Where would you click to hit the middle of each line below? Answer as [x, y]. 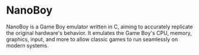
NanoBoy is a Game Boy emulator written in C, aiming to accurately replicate [99, 27]
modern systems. [28, 46]
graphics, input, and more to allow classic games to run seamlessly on [92, 39]
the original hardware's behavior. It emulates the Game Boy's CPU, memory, [99, 33]
